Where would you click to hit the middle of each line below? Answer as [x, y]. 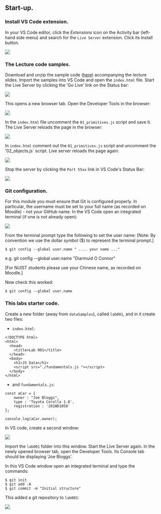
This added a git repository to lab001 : [42, 497]
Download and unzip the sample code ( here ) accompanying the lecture [76, 75]
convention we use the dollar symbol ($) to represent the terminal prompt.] [79, 241]
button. [12, 43]
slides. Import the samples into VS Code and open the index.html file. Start [80, 80]
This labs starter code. [32, 303]
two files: [14, 319]
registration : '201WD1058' [42, 406]
